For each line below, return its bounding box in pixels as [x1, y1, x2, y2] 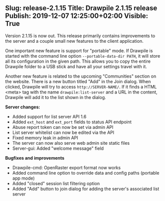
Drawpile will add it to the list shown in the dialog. [5, 94, 107, 100]
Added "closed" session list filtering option [12, 180, 100, 186]
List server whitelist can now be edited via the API [12, 129, 114, 135]
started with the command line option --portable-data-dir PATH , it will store [5, 53, 161, 59]
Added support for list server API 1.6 [12, 113, 87, 119]
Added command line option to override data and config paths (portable [12, 170, 160, 176]
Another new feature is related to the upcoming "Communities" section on [5, 73, 157, 79]
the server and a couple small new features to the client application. [5, 38, 144, 44]
